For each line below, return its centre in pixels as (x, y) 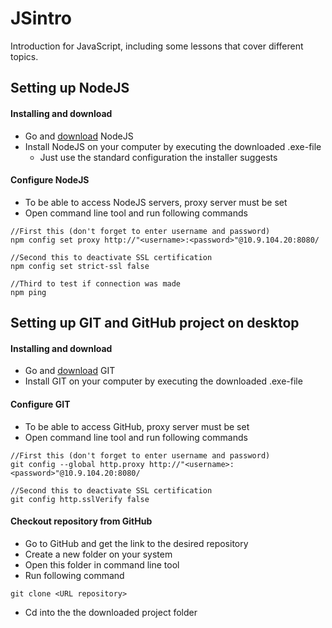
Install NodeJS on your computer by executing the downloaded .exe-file (173, 146)
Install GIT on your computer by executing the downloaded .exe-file (163, 381)
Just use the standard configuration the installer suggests (158, 157)
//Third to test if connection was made (96, 283)
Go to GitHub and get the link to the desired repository (136, 543)
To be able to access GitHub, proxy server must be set (137, 426)
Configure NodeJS (50, 180)
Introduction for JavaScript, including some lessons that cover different (157, 46)
